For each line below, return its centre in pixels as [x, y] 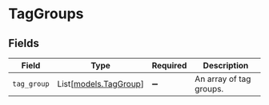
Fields [24, 43]
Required [169, 66]
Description [226, 66]
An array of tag [223, 79]
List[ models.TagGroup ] [100, 84]
